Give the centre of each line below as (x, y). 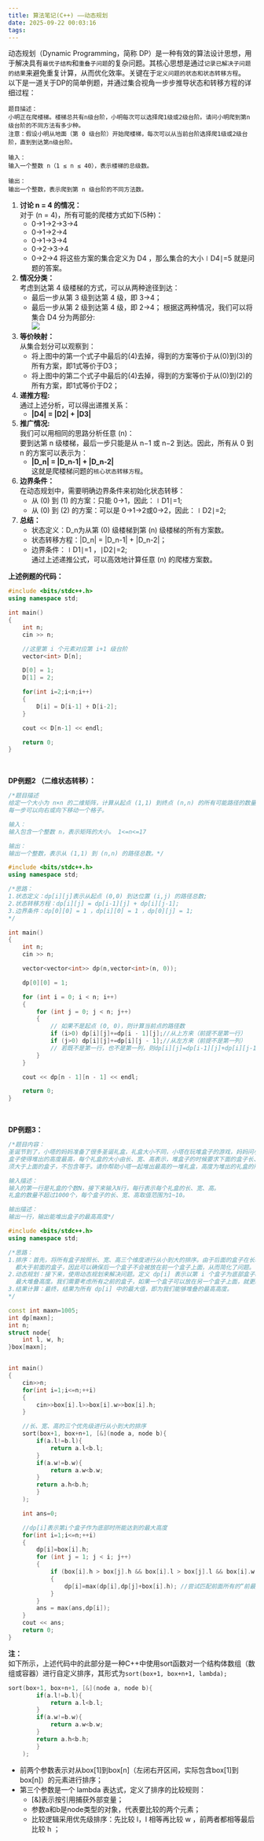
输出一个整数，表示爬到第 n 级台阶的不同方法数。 (78, 190)
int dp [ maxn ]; (31, 1318)
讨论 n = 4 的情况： (50, 205)
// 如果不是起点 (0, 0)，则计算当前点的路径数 (117, 1026)
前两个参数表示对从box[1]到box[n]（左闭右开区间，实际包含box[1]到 (129, 1769)
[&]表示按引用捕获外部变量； (77, 1799)
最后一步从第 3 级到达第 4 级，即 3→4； (97, 298)
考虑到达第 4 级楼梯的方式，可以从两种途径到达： (99, 288)
